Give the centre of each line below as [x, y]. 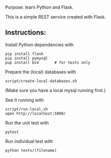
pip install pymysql [27, 58]
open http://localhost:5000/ [35, 113]
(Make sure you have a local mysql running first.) [55, 90]
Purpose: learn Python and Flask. [39, 7]
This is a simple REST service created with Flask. [55, 17]
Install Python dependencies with [39, 44]
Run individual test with [29, 141]
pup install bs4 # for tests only [48, 62]
